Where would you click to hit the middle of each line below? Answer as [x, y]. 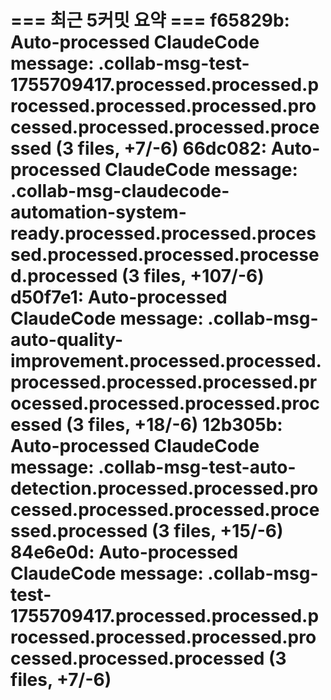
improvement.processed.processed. [166, 361]
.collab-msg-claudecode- [120, 191]
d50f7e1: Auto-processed [119, 297]
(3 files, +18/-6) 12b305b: [174, 425]
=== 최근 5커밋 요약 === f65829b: [150, 20]
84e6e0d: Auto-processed [124, 552]
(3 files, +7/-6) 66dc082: [161, 148]
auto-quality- [67, 340]
